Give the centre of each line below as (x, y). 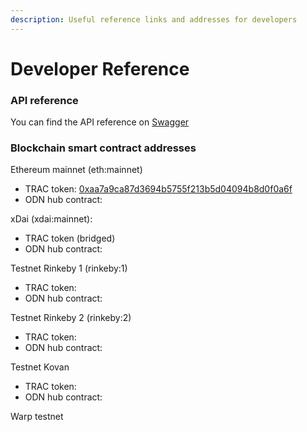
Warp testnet (37, 417)
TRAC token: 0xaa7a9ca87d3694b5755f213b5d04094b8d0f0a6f (158, 189)
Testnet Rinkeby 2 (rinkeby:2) (71, 318)
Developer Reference (100, 68)
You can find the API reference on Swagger (100, 122)
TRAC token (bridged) (70, 238)
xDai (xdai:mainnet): (51, 219)
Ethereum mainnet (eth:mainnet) (76, 170)
